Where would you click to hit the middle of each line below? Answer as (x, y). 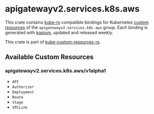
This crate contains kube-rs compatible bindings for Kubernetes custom (77, 22)
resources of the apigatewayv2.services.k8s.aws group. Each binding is (76, 27)
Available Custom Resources (49, 57)
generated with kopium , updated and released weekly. (59, 32)
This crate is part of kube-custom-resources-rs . (53, 42)
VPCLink (20, 107)
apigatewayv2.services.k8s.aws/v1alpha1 (55, 71)
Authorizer (23, 87)
